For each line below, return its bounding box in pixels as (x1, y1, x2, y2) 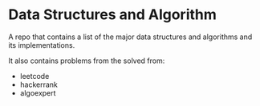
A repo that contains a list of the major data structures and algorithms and (8, 32, 253, 41)
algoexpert (19, 88, 56, 97)
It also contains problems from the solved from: (8, 56, 165, 65)
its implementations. (8, 40, 75, 49)
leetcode (19, 71, 50, 80)
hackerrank (19, 80, 59, 89)
